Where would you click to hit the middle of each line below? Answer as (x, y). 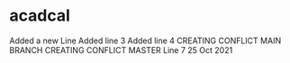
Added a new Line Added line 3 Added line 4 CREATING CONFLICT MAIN (145, 40)
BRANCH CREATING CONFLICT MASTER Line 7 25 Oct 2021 (121, 49)
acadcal (40, 16)
